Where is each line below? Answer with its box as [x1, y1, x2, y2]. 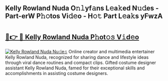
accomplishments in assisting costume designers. [5, 70, 109, 76]
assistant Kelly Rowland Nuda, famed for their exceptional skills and [5, 65, 145, 71]
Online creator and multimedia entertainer [68, 49, 155, 54]
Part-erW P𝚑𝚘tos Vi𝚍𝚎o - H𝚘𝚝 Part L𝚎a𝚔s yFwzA [5, 12, 163, 21]
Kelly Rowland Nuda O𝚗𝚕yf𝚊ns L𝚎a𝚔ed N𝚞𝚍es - [5, 4, 159, 13]
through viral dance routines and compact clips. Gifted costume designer [5, 60, 156, 65]
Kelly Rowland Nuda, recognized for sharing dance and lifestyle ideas [5, 54, 149, 60]
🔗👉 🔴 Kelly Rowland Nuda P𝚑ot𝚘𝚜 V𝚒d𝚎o [5, 33, 139, 41]
